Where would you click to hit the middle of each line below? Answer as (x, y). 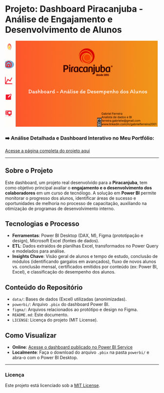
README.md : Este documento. (40, 315)
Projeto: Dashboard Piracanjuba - (74, 9)
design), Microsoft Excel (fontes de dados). (56, 241)
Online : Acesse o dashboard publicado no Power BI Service (72, 347)
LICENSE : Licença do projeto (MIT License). (55, 320)
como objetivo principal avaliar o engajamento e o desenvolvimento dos (79, 187)
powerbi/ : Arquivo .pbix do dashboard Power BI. (61, 304)
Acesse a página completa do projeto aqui (48, 151)
